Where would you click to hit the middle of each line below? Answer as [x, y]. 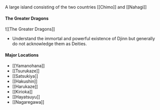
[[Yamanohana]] [28, 66]
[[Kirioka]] [22, 92]
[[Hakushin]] [25, 81]
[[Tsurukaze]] [26, 71]
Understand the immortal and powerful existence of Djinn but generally [83, 39]
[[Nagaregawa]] [28, 102]
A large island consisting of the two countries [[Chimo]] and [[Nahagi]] [76, 7]
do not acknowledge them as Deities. [49, 44]
